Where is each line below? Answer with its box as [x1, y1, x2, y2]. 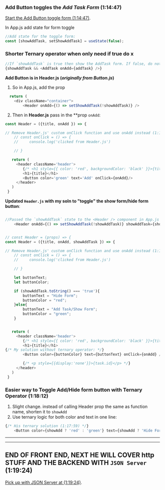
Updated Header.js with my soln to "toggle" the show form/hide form [5, 198, 149, 204]
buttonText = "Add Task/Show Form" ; [23, 307, 98, 312]
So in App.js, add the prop [12, 85, 65, 90]
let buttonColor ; [14, 280, 50, 285]
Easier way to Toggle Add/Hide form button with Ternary [5, 386, 142, 393]
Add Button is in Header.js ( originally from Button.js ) [5, 75, 114, 81]
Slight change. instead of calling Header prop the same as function [12, 404, 148, 409]
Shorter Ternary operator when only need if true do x [5, 50, 134, 57]
